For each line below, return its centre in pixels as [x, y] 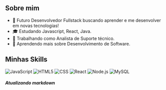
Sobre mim [22, 8]
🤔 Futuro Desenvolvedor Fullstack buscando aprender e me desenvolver [86, 20]
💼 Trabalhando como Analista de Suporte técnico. [63, 38]
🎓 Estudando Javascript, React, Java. [52, 31]
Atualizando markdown [30, 83]
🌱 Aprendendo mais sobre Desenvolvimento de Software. [71, 43]
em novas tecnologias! [35, 25]
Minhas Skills [26, 59]
